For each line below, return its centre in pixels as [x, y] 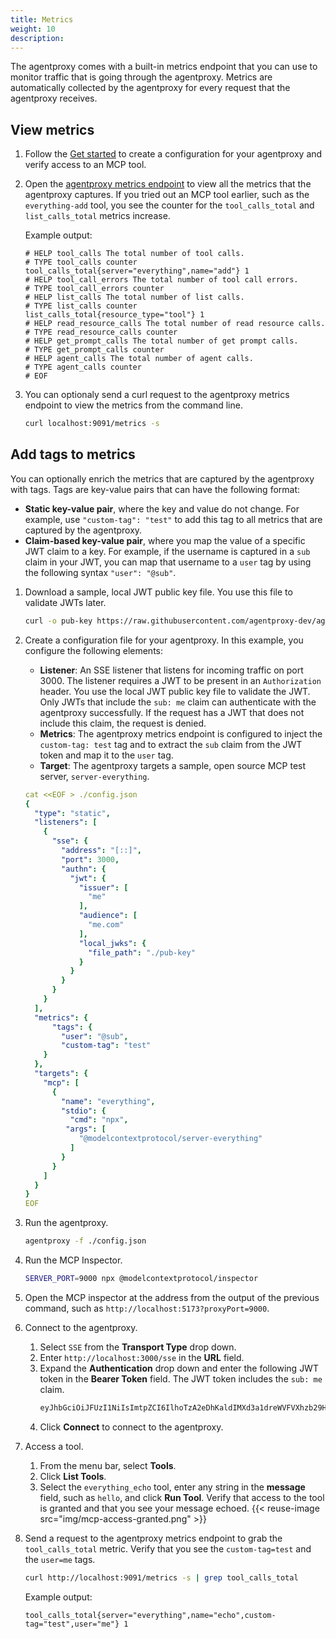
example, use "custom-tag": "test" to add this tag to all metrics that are [173, 519]
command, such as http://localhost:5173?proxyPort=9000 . [147, 1308]
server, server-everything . [94, 776]
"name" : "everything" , [108, 1101]
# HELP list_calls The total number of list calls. [134, 297]
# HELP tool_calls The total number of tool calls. [134, 254]
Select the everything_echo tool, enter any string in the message [172, 1487]
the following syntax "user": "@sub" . [100, 572]
